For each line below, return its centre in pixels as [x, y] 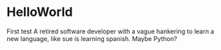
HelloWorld [40, 12]
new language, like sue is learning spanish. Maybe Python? [92, 38]
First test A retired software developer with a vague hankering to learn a [110, 31]
